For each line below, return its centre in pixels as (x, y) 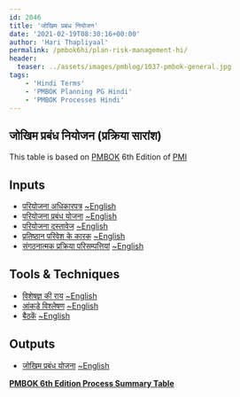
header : (23, 58)
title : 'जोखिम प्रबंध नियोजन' (54, 26)
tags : (19, 75)
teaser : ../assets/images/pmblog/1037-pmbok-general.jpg (124, 67)
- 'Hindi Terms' (55, 83)
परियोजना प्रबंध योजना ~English (70, 216)
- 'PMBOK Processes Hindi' (75, 100)
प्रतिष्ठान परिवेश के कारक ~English (74, 236)
